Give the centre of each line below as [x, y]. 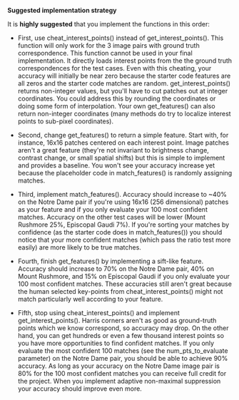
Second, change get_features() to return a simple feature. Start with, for [123, 135]
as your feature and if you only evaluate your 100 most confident [113, 209]
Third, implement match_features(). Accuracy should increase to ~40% [122, 194]
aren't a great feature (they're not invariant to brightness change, [113, 150]
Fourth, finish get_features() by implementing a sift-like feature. [111, 261]
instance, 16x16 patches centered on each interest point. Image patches [123, 143]
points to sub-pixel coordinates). [66, 121]
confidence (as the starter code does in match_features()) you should [120, 232]
